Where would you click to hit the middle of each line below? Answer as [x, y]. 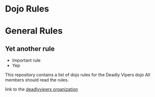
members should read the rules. [37, 80]
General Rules [34, 31]
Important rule [26, 60]
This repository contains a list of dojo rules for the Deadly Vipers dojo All [78, 75]
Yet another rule [30, 48]
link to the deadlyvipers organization [42, 89]
